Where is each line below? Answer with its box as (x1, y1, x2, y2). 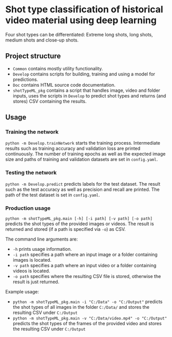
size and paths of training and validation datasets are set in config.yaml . (5, 156, 158, 163)
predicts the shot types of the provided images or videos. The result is (5, 221, 154, 227)
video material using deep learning (5, 14, 157, 26)
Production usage (5, 204, 51, 211)
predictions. (12, 76, 39, 83)
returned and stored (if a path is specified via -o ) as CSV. (5, 226, 126, 232)
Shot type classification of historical (5, 4, 163, 15)
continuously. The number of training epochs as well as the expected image (5, 151, 166, 157)
